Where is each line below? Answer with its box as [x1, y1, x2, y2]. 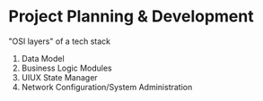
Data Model [21, 53, 65, 63]
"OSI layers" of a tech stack [8, 36, 111, 46]
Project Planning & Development [8, 6, 254, 27]
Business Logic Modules [21, 63, 113, 73]
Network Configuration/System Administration [21, 81, 193, 92]
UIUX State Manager [21, 72, 98, 82]
